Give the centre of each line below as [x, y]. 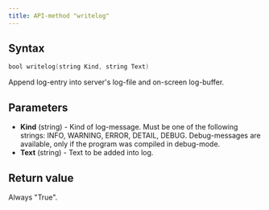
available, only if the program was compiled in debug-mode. [120, 144]
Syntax [27, 49]
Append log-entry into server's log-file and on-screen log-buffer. [116, 82]
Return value [41, 178]
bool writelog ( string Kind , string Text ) [79, 67]
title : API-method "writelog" [59, 16]
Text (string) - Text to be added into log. [87, 153]
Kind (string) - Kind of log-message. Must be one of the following [129, 127]
